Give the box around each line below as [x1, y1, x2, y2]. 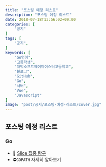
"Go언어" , [14, 54, 33, 60]
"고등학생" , [14, 60, 36, 65]
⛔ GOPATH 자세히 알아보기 [12, 156, 61, 162]
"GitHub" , [14, 74, 36, 79]
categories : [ [5, 21, 36, 27]
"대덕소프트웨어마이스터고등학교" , [14, 64, 74, 69]
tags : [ [5, 36, 22, 41]
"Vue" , [14, 88, 28, 93]
